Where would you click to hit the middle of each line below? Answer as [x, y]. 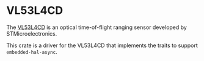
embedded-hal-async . [32, 51]
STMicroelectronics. [32, 33]
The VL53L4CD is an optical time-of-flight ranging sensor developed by [97, 27]
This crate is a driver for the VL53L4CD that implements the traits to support [102, 45]
